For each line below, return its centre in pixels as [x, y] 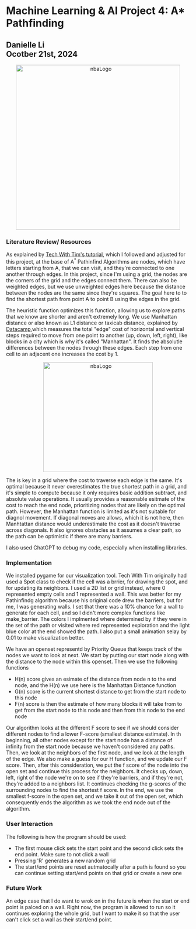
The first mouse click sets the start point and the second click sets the [99, 848]
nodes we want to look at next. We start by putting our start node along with [97, 655]
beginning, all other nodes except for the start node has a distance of [89, 740]
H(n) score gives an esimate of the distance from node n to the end [95, 679]
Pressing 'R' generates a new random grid [65, 860]
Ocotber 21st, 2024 [42, 54]
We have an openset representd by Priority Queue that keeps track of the [94, 649]
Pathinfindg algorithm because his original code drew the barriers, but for [94, 600]
